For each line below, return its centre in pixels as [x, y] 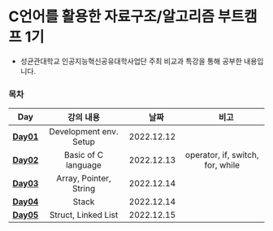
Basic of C [84, 155]
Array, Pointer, [84, 178]
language [84, 165]
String [84, 189]
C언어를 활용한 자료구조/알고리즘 [112, 17]
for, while [222, 165]
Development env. [84, 132]
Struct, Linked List [84, 215]
